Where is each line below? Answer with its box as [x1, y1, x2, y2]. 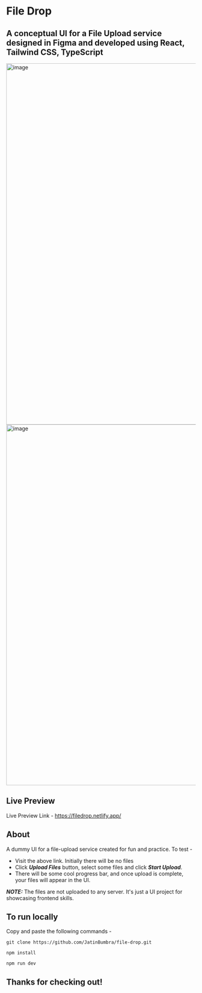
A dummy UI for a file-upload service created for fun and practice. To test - [6, 845, 192, 853]
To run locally [6, 912, 58, 923]
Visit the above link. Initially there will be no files [14, 857, 134, 864]
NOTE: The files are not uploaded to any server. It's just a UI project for [6, 888, 183, 895]
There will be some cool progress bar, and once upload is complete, [14, 869, 184, 877]
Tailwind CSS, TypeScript [6, 47, 103, 57]
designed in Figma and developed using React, [6, 37, 185, 48]
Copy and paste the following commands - [6, 928, 112, 935]
